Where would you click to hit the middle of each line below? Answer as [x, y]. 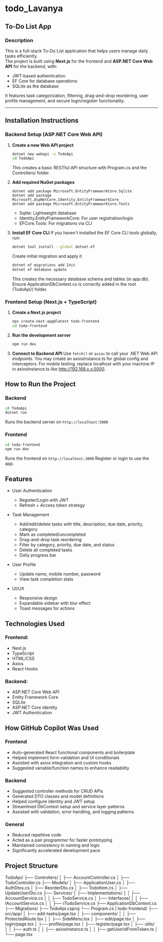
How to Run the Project [41, 384]
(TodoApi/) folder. [30, 289]
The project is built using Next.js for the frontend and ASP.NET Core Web [79, 61]
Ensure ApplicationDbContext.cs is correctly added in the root [74, 284]
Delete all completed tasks [46, 550]
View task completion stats [46, 579]
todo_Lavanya [34, 9]
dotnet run [16, 413]
